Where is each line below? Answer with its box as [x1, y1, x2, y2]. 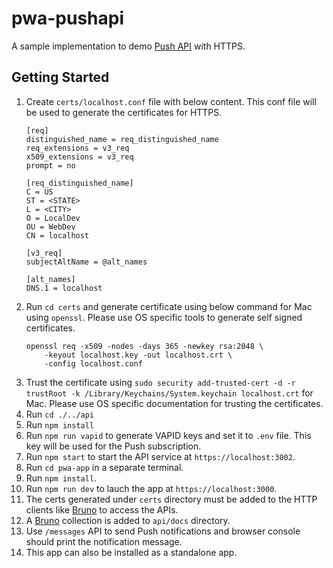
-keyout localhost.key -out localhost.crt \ [44, 350, 233, 360]
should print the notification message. [25, 535, 183, 547]
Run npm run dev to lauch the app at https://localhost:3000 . [25, 482, 278, 494]
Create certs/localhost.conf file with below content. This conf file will [25, 95, 317, 107]
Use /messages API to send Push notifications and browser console [25, 525, 301, 537]
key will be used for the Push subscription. [25, 440, 202, 452]
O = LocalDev [25, 213, 81, 223]
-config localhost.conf [44, 358, 143, 369]
